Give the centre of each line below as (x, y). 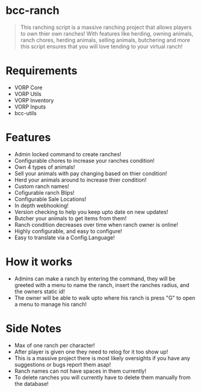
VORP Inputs (30, 107)
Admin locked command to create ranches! (68, 154)
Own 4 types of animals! (45, 167)
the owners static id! (40, 291)
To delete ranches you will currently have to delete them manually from (102, 377)
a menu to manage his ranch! (50, 304)
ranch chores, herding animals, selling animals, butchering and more (105, 40)
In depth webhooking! (41, 205)
